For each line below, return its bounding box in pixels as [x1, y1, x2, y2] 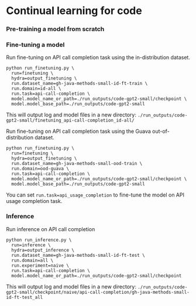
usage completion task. [6, 198, 63, 205]
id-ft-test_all [6, 294, 43, 300]
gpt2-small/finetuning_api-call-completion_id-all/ [6, 118, 135, 123]
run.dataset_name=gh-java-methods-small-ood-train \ [11, 161, 143, 167]
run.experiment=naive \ [11, 262, 69, 269]
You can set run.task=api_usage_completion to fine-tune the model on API [6, 191, 184, 198]
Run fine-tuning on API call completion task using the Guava [6, 128, 151, 135]
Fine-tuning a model [6, 41, 65, 49]
